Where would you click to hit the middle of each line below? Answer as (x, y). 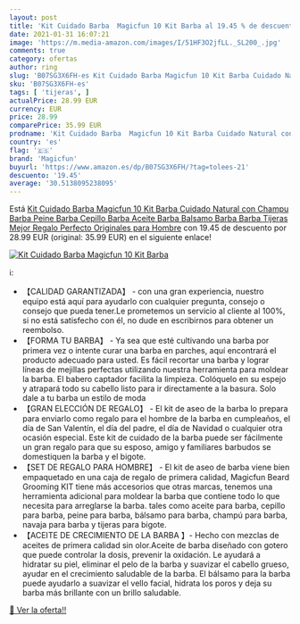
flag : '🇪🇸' (31, 150)
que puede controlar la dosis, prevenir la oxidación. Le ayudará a (141, 555)
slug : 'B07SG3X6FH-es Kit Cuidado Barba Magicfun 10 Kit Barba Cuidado (145, 76)
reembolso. (43, 330)
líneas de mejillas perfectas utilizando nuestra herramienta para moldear (155, 370)
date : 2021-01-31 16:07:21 (59, 34)
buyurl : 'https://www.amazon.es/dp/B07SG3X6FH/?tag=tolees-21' (129, 167)
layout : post (33, 17)
